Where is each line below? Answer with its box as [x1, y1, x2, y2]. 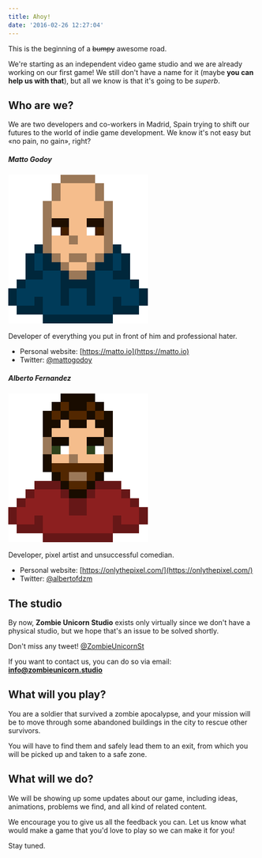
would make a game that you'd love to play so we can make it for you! [8, 826, 235, 835]
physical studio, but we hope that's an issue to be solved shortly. [8, 627, 219, 636]
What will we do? [8, 773, 94, 786]
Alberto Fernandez [8, 373, 72, 382]
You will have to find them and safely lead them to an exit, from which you [8, 741, 249, 751]
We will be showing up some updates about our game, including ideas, [8, 793, 238, 803]
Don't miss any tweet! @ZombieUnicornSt [8, 642, 144, 651]
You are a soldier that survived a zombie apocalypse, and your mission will [8, 709, 251, 718]
